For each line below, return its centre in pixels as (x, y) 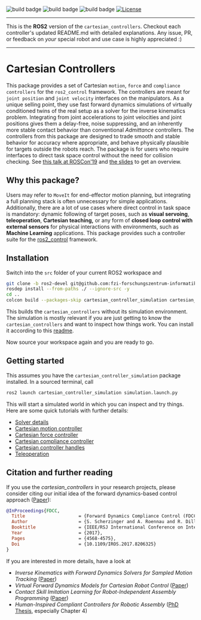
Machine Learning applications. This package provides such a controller (96, 233)
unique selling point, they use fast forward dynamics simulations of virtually (99, 104)
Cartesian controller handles (50, 447)
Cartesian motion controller (48, 428)
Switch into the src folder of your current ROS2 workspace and (84, 273)
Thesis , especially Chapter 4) (51, 610)
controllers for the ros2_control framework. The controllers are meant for (98, 91)
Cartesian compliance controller (54, 441)
